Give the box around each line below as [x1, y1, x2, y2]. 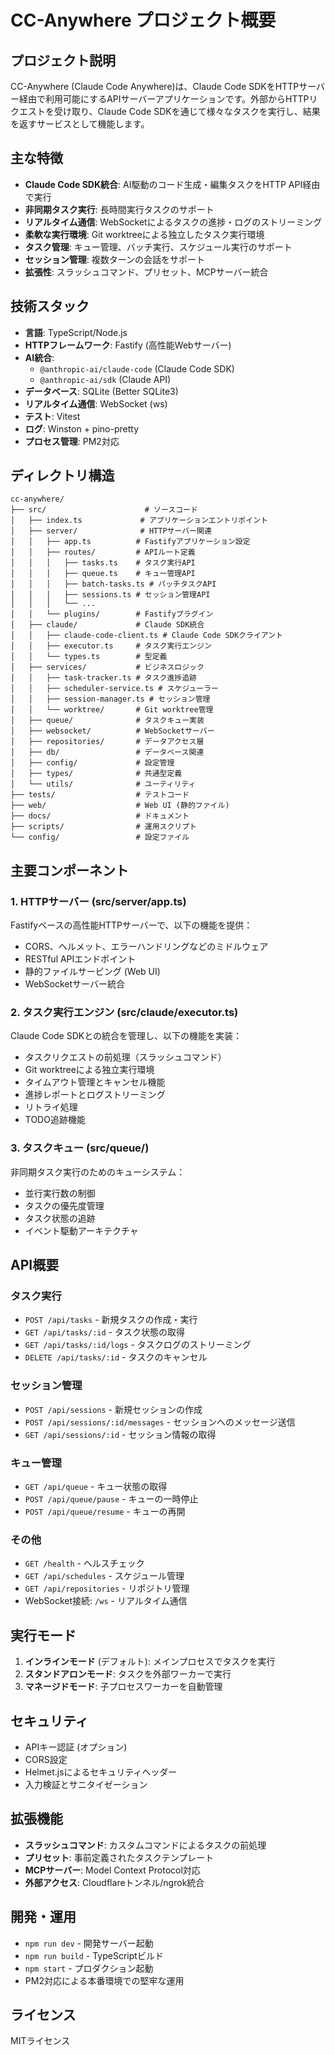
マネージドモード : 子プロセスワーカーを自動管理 [24, 1681, 223, 1693]
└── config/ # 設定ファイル [10, 832, 190, 843]
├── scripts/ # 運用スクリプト [10, 822, 197, 832]
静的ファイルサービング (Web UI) [24, 966, 161, 978]
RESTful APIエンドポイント [24, 953, 137, 965]
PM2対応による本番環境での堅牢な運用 [24, 1974, 185, 1986]
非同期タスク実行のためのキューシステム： [10, 1166, 186, 1178]
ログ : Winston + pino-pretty [24, 422, 140, 435]
